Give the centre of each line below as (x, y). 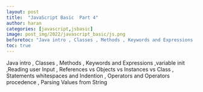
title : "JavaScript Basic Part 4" (52, 18)
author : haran (24, 23)
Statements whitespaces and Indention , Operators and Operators (88, 76)
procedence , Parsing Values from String (57, 82)
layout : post (23, 12)
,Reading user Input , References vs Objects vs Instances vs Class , (90, 69)
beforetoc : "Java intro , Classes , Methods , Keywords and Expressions (100, 40)
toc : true (19, 46)
